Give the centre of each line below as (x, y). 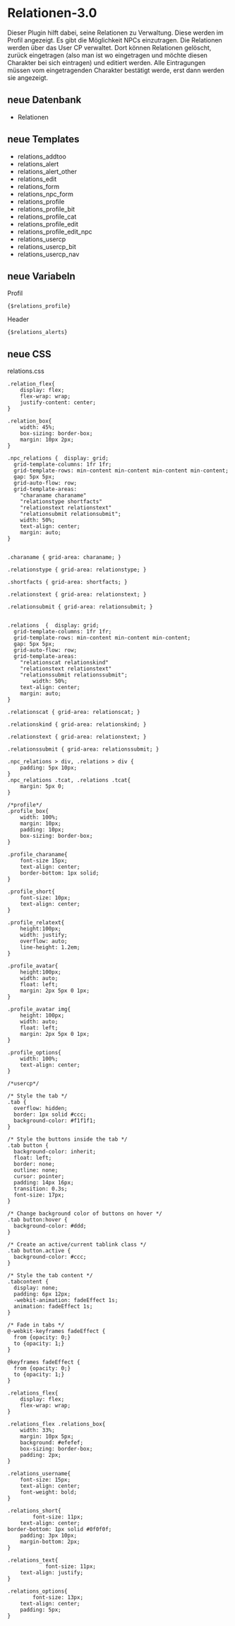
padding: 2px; (41, 1455)
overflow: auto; (44, 941)
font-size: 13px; (58, 1598)
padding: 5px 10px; (49, 768)
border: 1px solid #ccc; (50, 1115)
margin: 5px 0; (42, 787)
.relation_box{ (30, 421)
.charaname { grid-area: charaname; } (64, 558)
